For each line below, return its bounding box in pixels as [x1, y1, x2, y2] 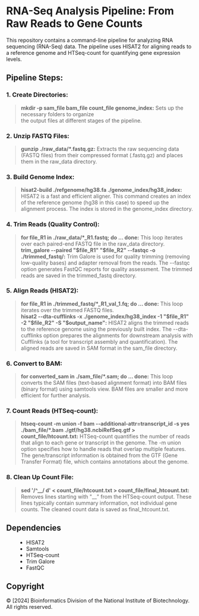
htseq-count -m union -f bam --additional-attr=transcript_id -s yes [20, 420, 190, 427]
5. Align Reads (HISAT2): [6, 287, 79, 295]
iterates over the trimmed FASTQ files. [20, 306, 114, 313]
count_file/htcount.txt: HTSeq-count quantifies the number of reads [20, 433, 190, 440]
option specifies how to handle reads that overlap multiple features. [20, 446, 187, 453]
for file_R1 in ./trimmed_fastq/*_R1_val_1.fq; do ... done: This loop [20, 300, 183, 307]
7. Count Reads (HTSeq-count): [6, 407, 99, 415]
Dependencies [6, 523, 61, 533]
